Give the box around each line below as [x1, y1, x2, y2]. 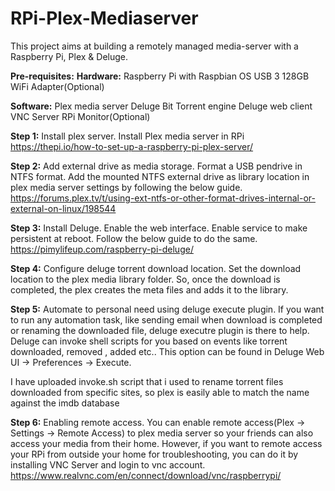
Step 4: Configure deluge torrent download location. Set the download [10, 262, 302, 274]
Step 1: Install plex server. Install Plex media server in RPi [10, 130, 245, 142]
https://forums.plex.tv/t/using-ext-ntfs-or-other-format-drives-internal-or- [10, 192, 316, 204]
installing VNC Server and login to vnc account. [10, 458, 206, 471]
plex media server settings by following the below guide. [10, 181, 243, 193]
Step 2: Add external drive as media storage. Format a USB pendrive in [10, 160, 303, 172]
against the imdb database [10, 397, 120, 409]
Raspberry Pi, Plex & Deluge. [10, 50, 129, 62]
